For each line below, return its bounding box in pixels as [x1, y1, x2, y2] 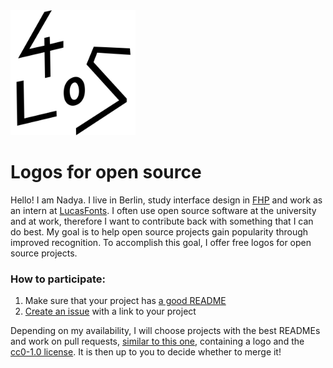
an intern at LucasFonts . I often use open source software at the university [10, 204, 317, 216]
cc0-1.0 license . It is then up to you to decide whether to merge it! [10, 346, 282, 358]
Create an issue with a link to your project [24, 305, 197, 318]
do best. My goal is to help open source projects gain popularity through [10, 225, 309, 238]
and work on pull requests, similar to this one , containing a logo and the [10, 335, 305, 348]
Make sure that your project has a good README [24, 295, 227, 307]
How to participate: [10, 272, 106, 286]
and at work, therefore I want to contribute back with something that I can [10, 215, 314, 227]
